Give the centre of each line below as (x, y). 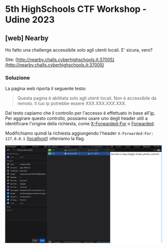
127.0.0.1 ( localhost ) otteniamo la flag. (45, 139)
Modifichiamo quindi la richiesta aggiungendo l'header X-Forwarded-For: (80, 133)
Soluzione (18, 78)
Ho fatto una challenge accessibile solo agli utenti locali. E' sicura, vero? (79, 50)
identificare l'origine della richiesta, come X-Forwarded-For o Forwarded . (80, 124)
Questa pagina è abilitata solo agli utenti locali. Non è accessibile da (87, 98)
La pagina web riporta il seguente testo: (46, 88)
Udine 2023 (30, 20)
